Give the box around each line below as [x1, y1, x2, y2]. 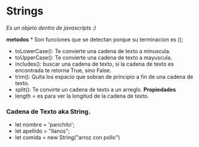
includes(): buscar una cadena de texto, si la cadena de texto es [14, 60, 174, 67]
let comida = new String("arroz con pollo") [14, 134, 120, 141]
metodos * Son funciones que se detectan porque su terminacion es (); [6, 36, 183, 43]
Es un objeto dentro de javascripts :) [6, 24, 96, 31]
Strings [6, 4, 44, 18]
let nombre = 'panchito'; [14, 121, 75, 128]
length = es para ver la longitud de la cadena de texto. [14, 92, 149, 99]
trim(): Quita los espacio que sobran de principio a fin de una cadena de [14, 73, 194, 80]
